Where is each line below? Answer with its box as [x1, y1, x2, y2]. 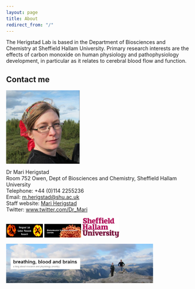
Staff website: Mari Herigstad [6, 200, 78, 207]
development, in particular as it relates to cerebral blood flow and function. [6, 58, 187, 65]
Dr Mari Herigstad [6, 169, 49, 176]
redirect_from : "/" [6, 22, 54, 28]
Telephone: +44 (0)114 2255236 [6, 187, 84, 194]
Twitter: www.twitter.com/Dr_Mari [6, 206, 88, 213]
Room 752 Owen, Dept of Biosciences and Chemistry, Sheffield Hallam [6, 175, 177, 182]
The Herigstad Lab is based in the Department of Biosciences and [6, 39, 166, 46]
